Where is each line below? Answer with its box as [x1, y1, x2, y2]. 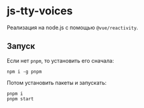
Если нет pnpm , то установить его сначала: [7, 57, 114, 64]
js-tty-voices [7, 4, 73, 18]
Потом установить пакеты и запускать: [7, 79, 107, 86]
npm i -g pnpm [7, 69, 42, 75]
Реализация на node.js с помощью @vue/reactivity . [7, 24, 139, 31]
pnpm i [7, 91, 23, 97]
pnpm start [7, 95, 34, 102]
